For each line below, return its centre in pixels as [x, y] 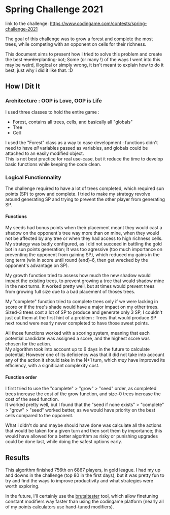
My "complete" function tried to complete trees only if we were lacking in [82, 302]
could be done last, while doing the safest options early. [64, 442]
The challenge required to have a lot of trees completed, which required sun [85, 188]
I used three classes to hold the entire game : [53, 112]
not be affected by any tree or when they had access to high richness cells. [84, 238]
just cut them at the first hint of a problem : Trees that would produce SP [81, 318]
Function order [21, 377]
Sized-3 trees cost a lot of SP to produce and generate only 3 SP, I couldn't [84, 312]
